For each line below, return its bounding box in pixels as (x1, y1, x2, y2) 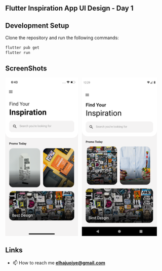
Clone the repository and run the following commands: (5, 35, 119, 41)
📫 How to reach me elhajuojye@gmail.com (12, 259, 105, 265)
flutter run (5, 50, 30, 55)
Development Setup (5, 21, 69, 30)
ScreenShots (5, 64, 47, 72)
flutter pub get (5, 45, 39, 50)
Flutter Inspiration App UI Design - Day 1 (5, 4, 134, 13)
